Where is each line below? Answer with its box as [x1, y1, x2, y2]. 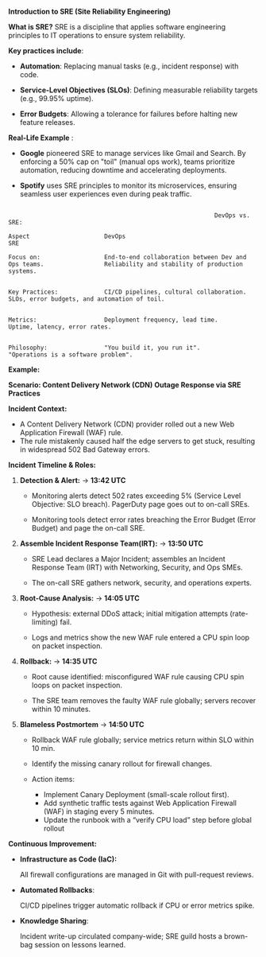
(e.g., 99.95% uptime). [19, 94, 94, 103]
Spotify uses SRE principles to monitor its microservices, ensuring [19, 181, 237, 190]
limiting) [31, 617, 58, 627]
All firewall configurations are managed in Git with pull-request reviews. [19, 870, 254, 879]
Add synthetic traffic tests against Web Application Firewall [43, 799, 237, 807]
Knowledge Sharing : [19, 916, 89, 925]
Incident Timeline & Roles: [8, 461, 97, 469]
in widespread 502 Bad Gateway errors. [19, 445, 151, 454]
